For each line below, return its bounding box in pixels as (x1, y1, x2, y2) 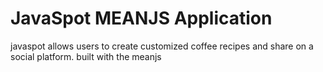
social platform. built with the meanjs (10, 50, 162, 62)
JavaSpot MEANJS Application (10, 7, 273, 30)
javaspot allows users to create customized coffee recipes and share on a (10, 40, 314, 52)
